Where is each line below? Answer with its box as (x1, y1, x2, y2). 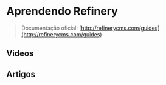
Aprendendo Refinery (6, 4, 119, 18)
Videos (6, 49, 34, 59)
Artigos (6, 69, 35, 80)
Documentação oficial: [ (21, 24, 81, 32)
